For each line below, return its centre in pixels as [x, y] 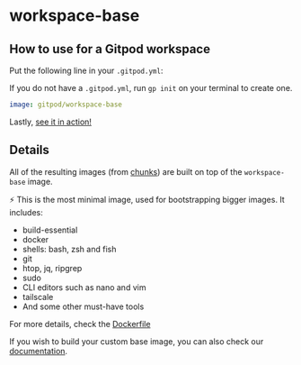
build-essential [50, 230]
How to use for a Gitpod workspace [110, 49]
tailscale [38, 297]
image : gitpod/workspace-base [66, 105]
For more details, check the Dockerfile [80, 324]
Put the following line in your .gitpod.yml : [86, 70]
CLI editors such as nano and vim [84, 287]
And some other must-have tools [83, 306]
